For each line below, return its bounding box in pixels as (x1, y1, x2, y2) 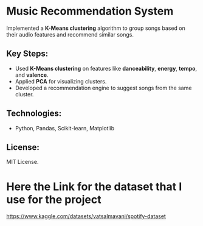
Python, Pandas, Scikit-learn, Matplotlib (15, 124, 115, 132)
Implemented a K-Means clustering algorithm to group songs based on (6, 24, 185, 32)
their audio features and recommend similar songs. (6, 30, 134, 38)
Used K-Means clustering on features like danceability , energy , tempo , (15, 65, 198, 72)
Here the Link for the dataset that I (6, 180, 182, 193)
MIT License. (6, 158, 39, 166)
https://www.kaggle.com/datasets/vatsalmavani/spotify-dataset (6, 213, 166, 220)
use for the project (6, 192, 101, 207)
